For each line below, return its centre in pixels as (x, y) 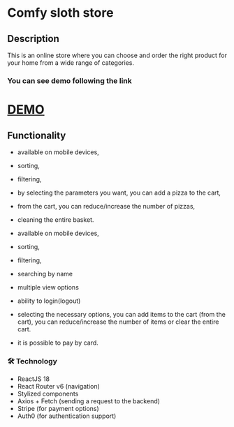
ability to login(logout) (49, 301)
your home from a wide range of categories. (71, 63)
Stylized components (48, 394)
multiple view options (48, 287)
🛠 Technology (32, 361)
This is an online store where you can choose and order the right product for (117, 55)
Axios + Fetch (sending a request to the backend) (89, 401)
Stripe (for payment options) (58, 409)
